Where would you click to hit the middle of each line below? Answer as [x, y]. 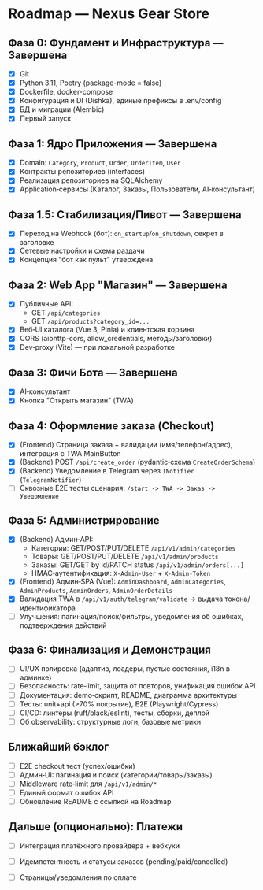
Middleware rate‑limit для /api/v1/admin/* [88, 784]
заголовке [37, 243]
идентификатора [48, 608]
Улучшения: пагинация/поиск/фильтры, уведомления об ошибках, [131, 616]
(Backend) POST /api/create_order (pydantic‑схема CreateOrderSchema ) [137, 462]
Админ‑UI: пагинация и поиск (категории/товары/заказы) [116, 775]
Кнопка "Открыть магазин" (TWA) [76, 400]
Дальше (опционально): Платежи [96, 827]
